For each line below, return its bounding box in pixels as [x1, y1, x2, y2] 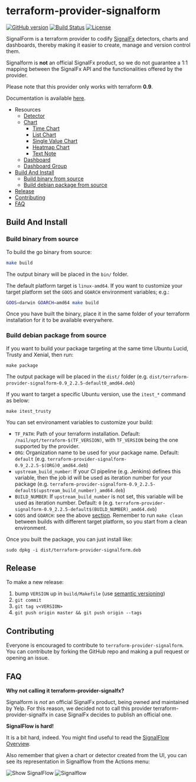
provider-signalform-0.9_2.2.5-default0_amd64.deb [6, 380, 133, 386]
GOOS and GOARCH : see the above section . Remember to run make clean [14, 511, 183, 519]
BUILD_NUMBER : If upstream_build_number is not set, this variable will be [14, 493, 184, 500]
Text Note [32, 149, 57, 157]
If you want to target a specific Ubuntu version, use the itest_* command [6, 390, 186, 397]
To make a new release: [6, 579, 64, 586]
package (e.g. [14, 480, 49, 487]
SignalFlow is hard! [6, 722, 54, 730]
